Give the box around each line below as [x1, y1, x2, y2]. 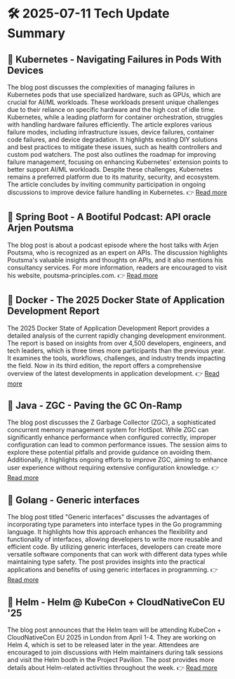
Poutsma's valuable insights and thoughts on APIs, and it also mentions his [7, 255, 223, 264]
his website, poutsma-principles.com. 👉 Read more [7, 271, 159, 279]
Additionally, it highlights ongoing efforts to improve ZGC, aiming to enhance [7, 455, 228, 464]
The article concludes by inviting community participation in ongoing [7, 180, 206, 189]
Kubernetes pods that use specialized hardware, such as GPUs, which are [7, 91, 221, 99]
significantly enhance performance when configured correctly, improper [7, 433, 216, 442]
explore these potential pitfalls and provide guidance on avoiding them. [7, 448, 213, 457]
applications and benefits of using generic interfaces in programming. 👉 [7, 566, 219, 574]
